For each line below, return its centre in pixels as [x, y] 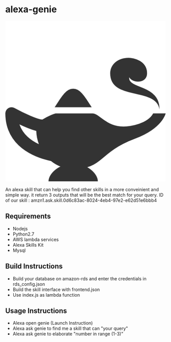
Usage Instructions [36, 311]
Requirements [28, 216]
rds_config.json [29, 284]
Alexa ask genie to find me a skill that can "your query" [70, 328]
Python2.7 [23, 234]
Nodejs [20, 228]
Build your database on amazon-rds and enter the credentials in [79, 278]
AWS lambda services [36, 239]
